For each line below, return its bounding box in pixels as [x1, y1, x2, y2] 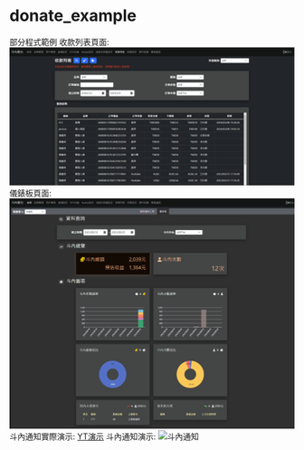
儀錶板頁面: [9, 187, 52, 199]
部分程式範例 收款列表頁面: [9, 36, 109, 47]
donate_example [9, 5, 138, 26]
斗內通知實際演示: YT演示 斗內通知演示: [9, 431, 157, 442]
